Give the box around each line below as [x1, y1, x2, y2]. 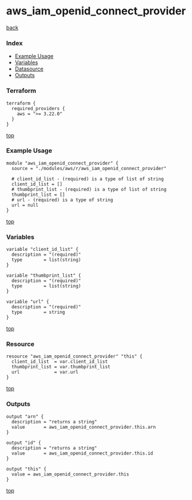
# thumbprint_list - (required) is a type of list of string [11, 186, 167, 192]
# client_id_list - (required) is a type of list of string [11, 175, 164, 182]
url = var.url [11, 369, 79, 375]
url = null [11, 202, 39, 208]
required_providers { [11, 105, 66, 111]
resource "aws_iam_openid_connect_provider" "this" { [6, 353, 143, 360]
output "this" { [6, 466, 47, 472]
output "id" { [6, 440, 42, 446]
